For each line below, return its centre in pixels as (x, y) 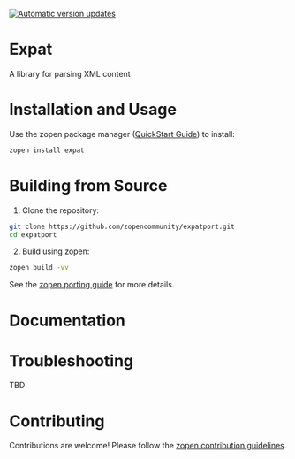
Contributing (57, 421)
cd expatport (33, 234)
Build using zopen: (56, 251)
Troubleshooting (72, 360)
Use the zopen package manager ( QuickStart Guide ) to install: (122, 134)
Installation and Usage (93, 110)
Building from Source (88, 185)
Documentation (68, 321)
